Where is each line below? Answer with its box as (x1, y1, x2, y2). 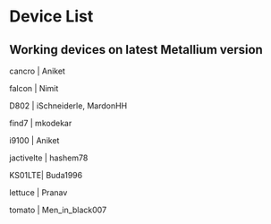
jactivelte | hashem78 (9, 152, 89, 163)
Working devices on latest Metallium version (9, 42, 264, 57)
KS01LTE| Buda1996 (9, 170, 83, 180)
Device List (9, 6, 94, 27)
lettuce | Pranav (9, 187, 68, 198)
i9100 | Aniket (9, 135, 60, 145)
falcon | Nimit (9, 83, 59, 93)
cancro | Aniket (9, 65, 65, 76)
